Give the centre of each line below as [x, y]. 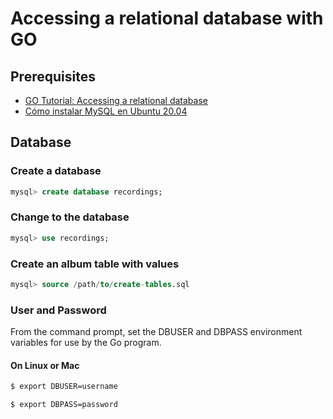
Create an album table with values [95, 264]
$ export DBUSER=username [64, 387]
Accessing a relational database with [167, 18]
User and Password [58, 310]
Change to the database [70, 217]
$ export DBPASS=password [64, 405]
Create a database [56, 171]
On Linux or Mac [45, 365]
